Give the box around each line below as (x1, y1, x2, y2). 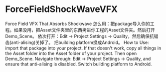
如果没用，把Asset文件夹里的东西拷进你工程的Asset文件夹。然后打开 (13, 26, 156, 33)
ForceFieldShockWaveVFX (5, 3, 118, 15)
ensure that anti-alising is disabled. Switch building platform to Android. (5, 61, 152, 67)
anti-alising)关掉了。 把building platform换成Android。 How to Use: (11, 39, 149, 45)
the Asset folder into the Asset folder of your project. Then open (5, 50, 137, 56)
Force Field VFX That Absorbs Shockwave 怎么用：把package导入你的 (5, 20, 151, 26)
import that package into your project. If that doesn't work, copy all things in (5, 45, 162, 51)
